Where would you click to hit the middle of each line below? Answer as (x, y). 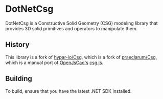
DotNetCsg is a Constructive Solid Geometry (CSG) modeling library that (81, 23)
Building (19, 79)
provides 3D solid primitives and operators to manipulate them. (72, 28)
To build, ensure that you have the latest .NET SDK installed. (68, 91)
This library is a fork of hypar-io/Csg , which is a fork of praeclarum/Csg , (81, 57)
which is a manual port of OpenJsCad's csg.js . (54, 63)
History (17, 45)
